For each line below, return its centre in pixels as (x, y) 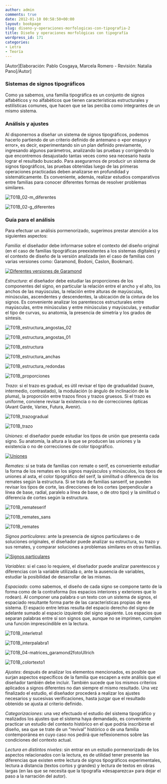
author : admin (20, 10)
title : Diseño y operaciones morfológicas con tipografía (67, 33)
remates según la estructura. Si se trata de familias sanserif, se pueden (78, 482)
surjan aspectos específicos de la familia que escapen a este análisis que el (83, 677)
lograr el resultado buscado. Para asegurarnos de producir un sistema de (81, 161)
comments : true (21, 14)
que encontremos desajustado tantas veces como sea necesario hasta (78, 156)
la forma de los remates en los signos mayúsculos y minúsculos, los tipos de (84, 471)
